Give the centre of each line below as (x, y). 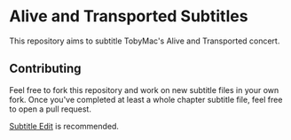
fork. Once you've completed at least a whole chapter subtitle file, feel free (146, 99)
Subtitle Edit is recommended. (64, 126)
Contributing (45, 69)
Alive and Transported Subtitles (129, 16)
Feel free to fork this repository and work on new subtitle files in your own (144, 89)
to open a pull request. (50, 109)
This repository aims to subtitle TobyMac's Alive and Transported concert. (145, 41)
